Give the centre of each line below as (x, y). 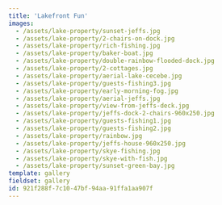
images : (21, 23)
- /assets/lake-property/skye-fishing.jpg (88, 151)
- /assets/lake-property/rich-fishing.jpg (88, 46)
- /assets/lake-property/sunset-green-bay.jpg (95, 166)
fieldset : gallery (39, 181)
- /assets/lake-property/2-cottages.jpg (84, 69)
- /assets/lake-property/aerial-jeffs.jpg (88, 98)
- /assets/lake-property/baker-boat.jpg (84, 53)
